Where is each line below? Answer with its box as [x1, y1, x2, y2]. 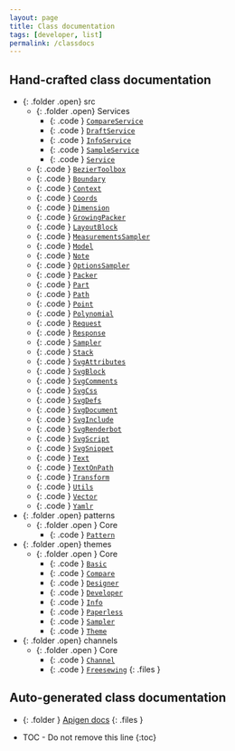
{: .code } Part [35, 279, 90, 290]
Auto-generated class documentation [9, 690, 227, 706]
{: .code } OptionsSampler [35, 260, 130, 271]
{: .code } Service [49, 154, 116, 165]
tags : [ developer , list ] [9, 30, 103, 39]
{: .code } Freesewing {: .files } [49, 664, 161, 675]
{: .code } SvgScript [35, 433, 110, 444]
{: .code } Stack [35, 346, 94, 358]
